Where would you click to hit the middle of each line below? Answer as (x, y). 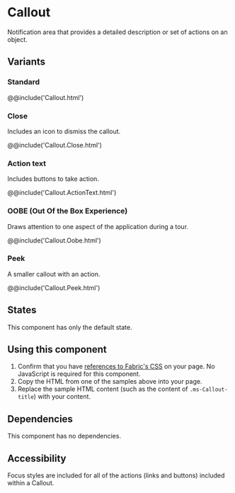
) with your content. (62, 397)
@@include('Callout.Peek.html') (54, 287)
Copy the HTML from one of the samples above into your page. (110, 382)
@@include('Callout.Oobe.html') (54, 240)
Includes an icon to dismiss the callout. (64, 131)
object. (18, 39)
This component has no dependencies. (64, 436)
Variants (27, 62)
